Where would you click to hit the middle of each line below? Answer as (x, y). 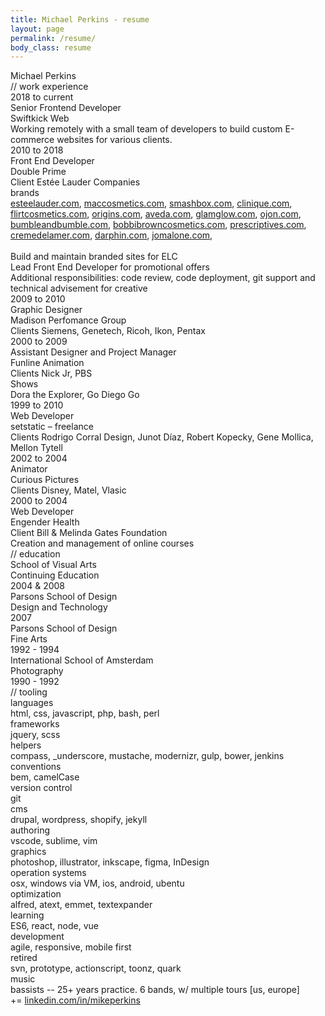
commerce (32, 140)
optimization (36, 894)
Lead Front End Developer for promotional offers (110, 267)
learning (27, 915)
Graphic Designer (46, 310)
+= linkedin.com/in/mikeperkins (75, 1000)
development (37, 937)
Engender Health (45, 522)
